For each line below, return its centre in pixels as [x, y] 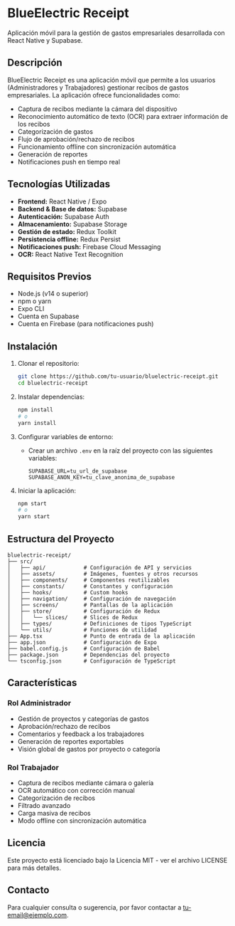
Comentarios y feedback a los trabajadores [81, 734]
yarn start [34, 517]
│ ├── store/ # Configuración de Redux [84, 611]
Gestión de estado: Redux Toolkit [67, 231]
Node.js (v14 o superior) [53, 294]
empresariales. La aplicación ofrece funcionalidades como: [94, 95]
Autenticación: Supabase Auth [64, 216]
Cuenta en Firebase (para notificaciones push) [86, 324]
